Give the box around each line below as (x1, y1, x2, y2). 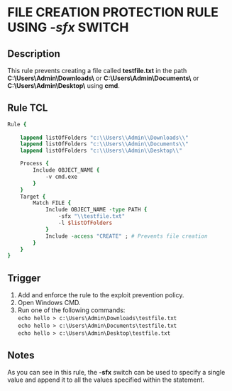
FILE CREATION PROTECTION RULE (7, 4, 219, 21)
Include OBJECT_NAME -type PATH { (45, 206, 148, 214)
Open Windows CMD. (17, 299, 81, 307)
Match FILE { (33, 199, 72, 206)
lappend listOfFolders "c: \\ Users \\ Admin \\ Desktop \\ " (20, 147, 182, 155)
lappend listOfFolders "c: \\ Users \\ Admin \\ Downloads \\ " (20, 134, 189, 141)
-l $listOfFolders (57, 219, 113, 227)
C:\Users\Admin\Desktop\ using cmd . (7, 82, 121, 89)
